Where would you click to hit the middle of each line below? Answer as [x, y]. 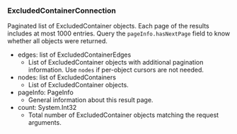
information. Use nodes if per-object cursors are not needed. [116, 70]
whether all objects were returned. [58, 41]
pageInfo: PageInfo [46, 93]
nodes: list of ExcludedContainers [67, 77]
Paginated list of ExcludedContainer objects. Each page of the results [109, 26]
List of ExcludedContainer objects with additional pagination [116, 62]
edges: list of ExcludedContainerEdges [74, 55]
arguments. [45, 123]
